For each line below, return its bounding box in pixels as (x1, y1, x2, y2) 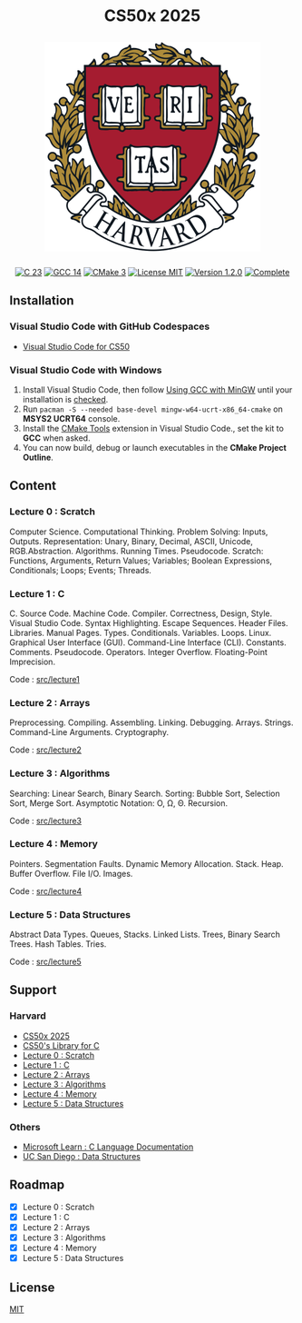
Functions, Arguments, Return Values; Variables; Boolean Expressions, (9, 555, 273, 566)
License (9, 1279, 55, 1295)
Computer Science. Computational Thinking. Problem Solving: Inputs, (9, 526, 268, 537)
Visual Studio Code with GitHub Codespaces (9, 320, 210, 333)
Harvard (9, 1010, 47, 1022)
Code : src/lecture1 (9, 673, 80, 684)
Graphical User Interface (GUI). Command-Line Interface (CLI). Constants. (9, 637, 287, 648)
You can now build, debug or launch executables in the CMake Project (22, 442, 287, 453)
